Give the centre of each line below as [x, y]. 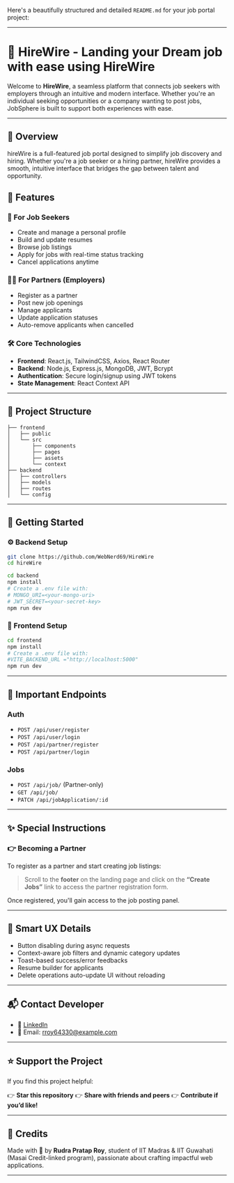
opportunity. [25, 175]
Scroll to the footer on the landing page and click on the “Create [117, 879]
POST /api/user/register [53, 730]
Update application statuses [57, 317]
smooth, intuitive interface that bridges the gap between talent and [103, 168]
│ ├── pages [34, 452]
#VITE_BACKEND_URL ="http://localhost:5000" [73, 660]
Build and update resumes [55, 240]
